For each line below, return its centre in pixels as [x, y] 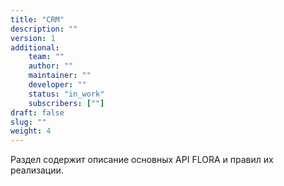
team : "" [46, 57]
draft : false [37, 112]
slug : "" [28, 122]
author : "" [51, 66]
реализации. [37, 170]
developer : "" [57, 85]
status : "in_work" [66, 94]
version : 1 [33, 38]
